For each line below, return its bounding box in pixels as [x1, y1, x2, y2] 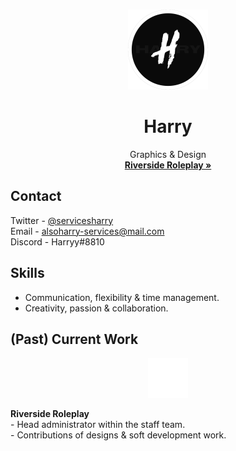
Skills [10, 265, 45, 282]
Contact [10, 188, 62, 205]
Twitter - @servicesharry [10, 214, 114, 226]
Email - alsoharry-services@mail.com [10, 225, 165, 237]
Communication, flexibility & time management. [24, 291, 220, 303]
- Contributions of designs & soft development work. [10, 429, 227, 441]
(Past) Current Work [10, 330, 139, 348]
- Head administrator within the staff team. [10, 419, 186, 431]
